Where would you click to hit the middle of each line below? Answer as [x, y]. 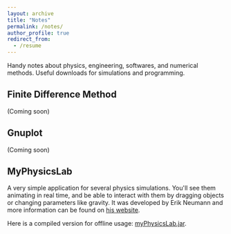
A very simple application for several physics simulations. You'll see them [112, 188]
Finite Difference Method [62, 94]
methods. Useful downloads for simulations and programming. [96, 73]
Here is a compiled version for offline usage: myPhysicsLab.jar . [97, 224]
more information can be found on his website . [74, 210]
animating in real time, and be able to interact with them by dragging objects [116, 195]
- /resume [27, 46]
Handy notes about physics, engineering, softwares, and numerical [103, 65]
